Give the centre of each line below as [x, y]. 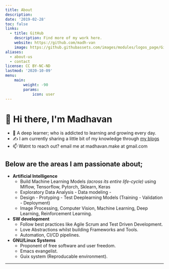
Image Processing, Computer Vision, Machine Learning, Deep [84, 208]
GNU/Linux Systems [34, 240]
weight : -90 [36, 85]
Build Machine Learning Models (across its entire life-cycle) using [88, 181]
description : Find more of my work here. [58, 38]
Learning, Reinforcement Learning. [56, 214]
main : [20, 80]
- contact [20, 61]
